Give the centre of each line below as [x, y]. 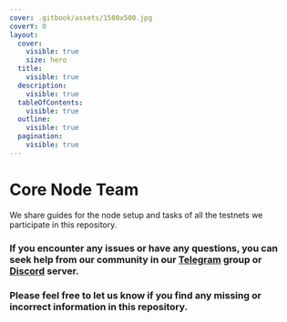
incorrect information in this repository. [99, 307]
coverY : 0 [28, 26]
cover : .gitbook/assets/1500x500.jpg [81, 18]
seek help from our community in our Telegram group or [136, 259]
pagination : [41, 136]
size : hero [46, 60]
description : [42, 86]
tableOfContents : [51, 102]
